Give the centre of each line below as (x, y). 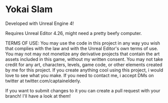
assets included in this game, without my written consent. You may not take (84, 59)
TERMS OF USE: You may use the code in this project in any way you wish (83, 43)
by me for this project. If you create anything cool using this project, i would (84, 70)
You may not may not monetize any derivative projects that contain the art (82, 54)
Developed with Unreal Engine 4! (40, 23)
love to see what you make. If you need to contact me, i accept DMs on (79, 75)
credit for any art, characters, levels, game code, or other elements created (84, 64)
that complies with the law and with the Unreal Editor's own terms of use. (82, 48)
